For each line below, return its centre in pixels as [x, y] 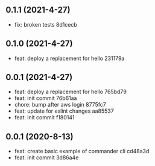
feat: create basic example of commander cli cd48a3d [82, 151]
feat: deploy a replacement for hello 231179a [69, 58]
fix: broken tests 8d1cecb [46, 24]
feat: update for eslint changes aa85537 [64, 111]
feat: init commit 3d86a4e [46, 158]
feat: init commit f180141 [44, 118]
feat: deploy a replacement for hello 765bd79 [71, 92]
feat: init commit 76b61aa [46, 98]
